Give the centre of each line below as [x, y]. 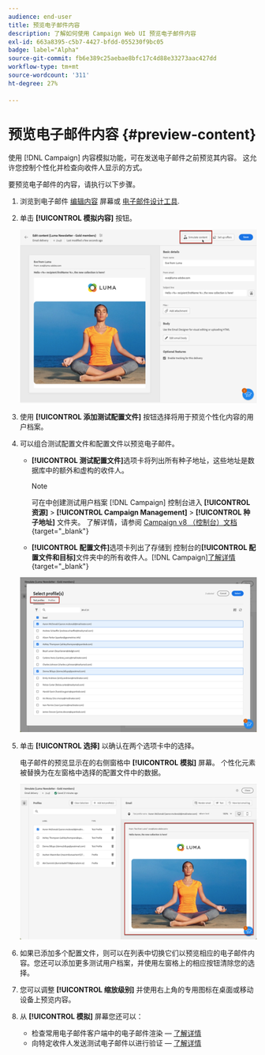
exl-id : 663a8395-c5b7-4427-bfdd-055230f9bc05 [86, 42]
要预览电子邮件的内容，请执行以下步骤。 [74, 184]
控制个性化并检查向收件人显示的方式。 [84, 168]
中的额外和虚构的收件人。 [87, 470]
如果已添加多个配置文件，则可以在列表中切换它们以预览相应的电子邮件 [134, 953]
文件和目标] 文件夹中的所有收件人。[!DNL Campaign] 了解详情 [137, 557]
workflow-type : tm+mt [44, 67]
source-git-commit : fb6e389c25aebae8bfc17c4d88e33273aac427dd [112, 59]
